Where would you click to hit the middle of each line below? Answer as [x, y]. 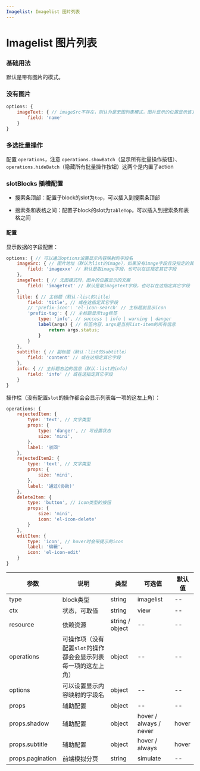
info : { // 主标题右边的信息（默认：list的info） [73, 369]
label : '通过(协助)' [51, 486]
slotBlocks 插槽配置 [35, 184]
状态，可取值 [80, 610]
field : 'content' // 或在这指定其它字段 [74, 358]
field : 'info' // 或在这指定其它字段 [70, 374]
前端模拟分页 [80, 759]
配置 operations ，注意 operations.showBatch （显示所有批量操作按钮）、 [93, 159]
